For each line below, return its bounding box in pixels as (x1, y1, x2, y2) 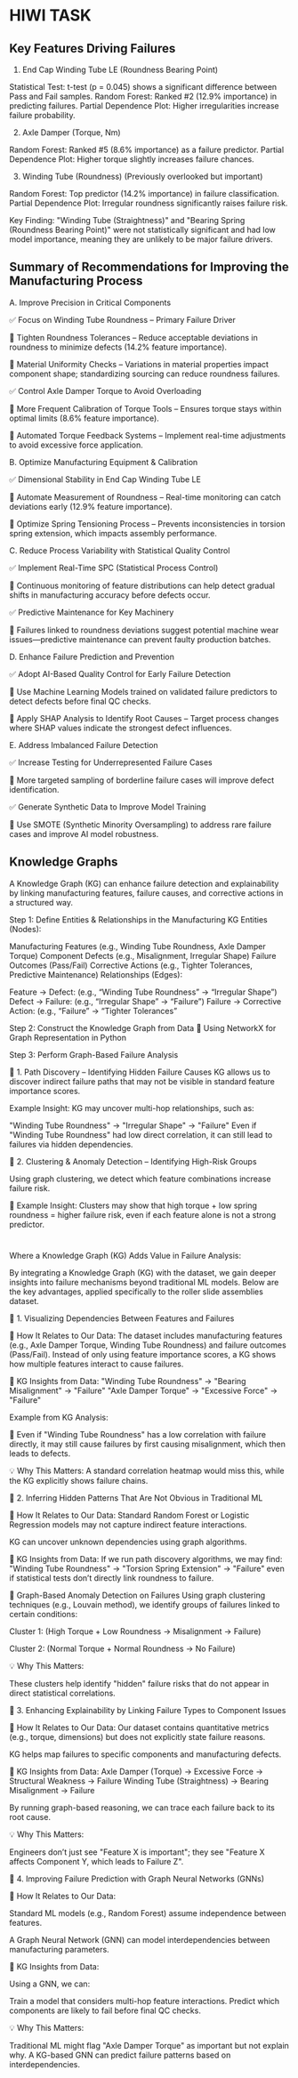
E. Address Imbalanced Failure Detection (9, 739, 158, 750)
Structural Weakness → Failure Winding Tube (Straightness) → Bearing (9, 1776, 270, 1786)
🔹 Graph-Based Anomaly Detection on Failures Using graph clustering (9, 1590, 266, 1600)
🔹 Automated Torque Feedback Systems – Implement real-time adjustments (9, 430, 286, 440)
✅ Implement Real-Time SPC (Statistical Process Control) (9, 562, 219, 573)
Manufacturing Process (9, 273, 143, 289)
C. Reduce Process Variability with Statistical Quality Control (9, 544, 230, 556)
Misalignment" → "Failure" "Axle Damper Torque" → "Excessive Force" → (9, 1385, 278, 1396)
